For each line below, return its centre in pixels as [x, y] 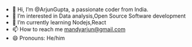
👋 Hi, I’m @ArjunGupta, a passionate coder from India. [80, 9]
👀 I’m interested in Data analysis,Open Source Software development [99, 16]
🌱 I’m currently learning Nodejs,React [59, 22]
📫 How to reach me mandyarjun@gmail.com [69, 29]
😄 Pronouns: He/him [39, 38]
